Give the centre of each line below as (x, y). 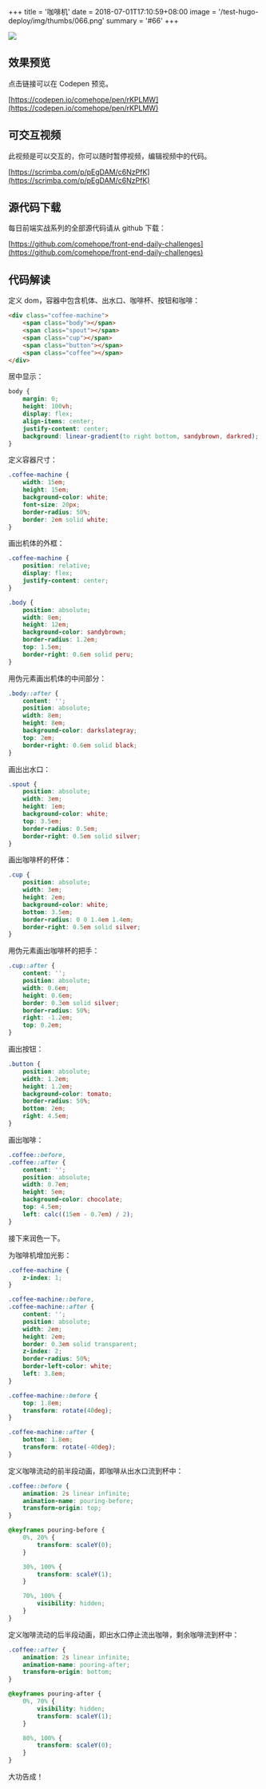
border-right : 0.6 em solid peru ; (78, 654)
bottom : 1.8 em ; (48, 1440)
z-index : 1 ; (42, 1278)
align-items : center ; (58, 421)
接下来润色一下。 (36, 1238)
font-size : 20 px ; (52, 505)
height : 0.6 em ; (48, 996)
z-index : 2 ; (42, 1352)
